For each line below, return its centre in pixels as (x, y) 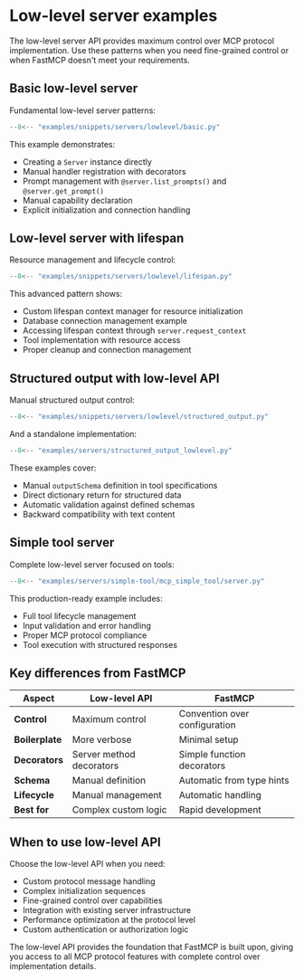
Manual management (117, 795)
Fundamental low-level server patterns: (83, 110)
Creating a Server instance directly (87, 162)
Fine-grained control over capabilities (92, 900)
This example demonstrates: (62, 144)
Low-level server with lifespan (97, 238)
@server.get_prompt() (63, 191)
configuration (208, 725)
